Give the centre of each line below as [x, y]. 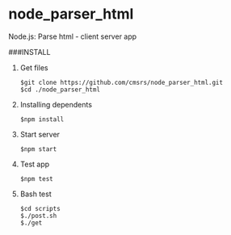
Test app [35, 164]
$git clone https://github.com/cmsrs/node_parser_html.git [122, 82]
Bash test [36, 194]
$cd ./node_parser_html [60, 90]
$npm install [42, 119]
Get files [34, 67]
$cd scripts [40, 208]
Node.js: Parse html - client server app [73, 36]
